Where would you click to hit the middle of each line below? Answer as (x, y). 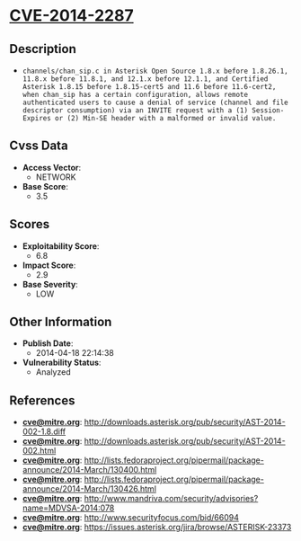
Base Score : (45, 186)
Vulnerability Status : (62, 363)
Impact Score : (49, 265)
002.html (39, 451)
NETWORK (56, 177)
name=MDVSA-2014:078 (68, 508)
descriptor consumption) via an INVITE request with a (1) (135, 111)
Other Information (61, 322)
